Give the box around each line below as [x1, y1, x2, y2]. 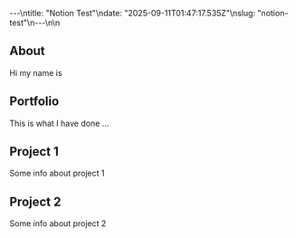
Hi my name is [9, 67, 62, 78]
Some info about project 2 [9, 218, 107, 229]
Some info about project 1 [9, 167, 105, 179]
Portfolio [9, 94, 60, 109]
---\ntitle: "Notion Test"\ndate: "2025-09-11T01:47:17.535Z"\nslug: [9, 8, 256, 18]
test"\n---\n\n [9, 17, 61, 28]
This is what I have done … [9, 118, 110, 129]
